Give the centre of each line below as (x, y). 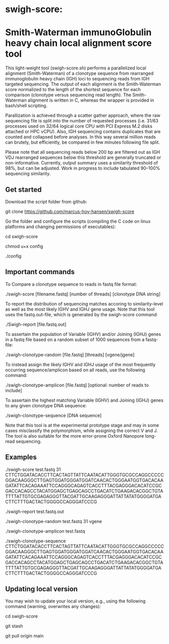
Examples (21, 457)
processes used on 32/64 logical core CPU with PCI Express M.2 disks (79, 126)
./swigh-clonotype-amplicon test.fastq (45, 531)
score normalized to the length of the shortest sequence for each (73, 90)
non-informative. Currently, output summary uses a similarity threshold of (81, 163)
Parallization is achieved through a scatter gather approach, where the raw (83, 115)
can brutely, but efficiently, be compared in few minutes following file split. (83, 142)
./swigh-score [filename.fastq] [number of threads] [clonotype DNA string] (83, 294)
